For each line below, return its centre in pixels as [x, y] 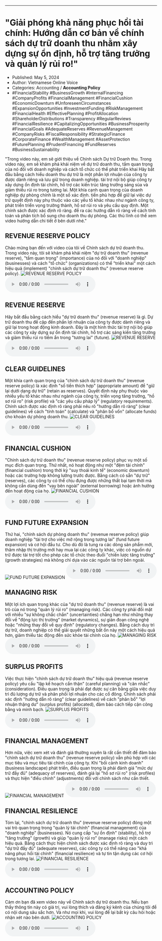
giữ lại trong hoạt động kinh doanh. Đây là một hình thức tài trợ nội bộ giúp [79, 327]
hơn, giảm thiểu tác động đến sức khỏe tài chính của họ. [61, 635]
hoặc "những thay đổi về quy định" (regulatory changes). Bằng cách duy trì [80, 625]
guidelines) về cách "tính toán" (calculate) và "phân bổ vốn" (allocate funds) [81, 412]
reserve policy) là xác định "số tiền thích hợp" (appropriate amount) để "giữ [80, 386]
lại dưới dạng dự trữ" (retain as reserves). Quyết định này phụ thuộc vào [76, 391]
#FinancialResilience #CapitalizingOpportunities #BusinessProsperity [81, 124]
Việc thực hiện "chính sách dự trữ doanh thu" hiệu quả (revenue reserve [77, 678]
